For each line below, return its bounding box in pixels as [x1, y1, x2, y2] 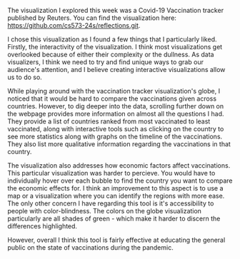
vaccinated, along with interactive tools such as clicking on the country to [7, 125, 224, 133]
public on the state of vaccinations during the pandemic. [7, 243, 174, 252]
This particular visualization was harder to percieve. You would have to [7, 169, 216, 177]
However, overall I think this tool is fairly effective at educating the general [7, 235, 226, 244]
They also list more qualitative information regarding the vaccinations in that [7, 140, 231, 148]
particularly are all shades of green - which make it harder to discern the [7, 214, 221, 223]
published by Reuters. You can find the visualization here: [7, 14, 177, 22]
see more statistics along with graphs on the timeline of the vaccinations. [7, 132, 223, 141]
